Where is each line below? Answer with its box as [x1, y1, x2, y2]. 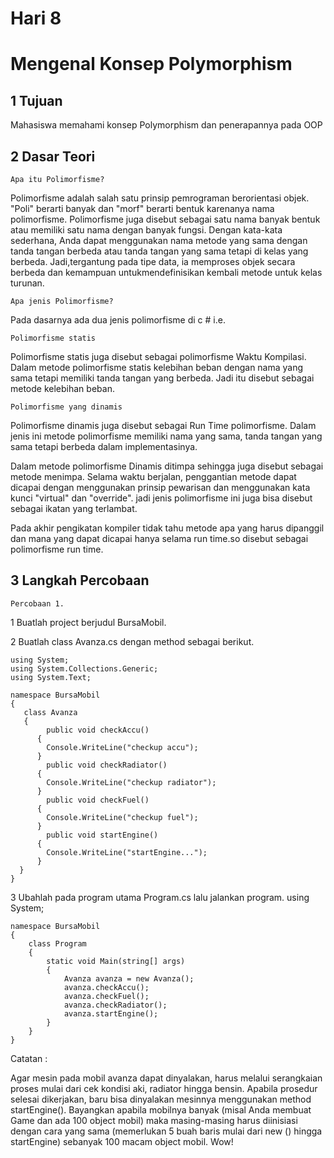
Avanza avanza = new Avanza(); [63, 973, 195, 984]
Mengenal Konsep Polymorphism [10, 53, 293, 76]
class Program [28, 938, 87, 949]
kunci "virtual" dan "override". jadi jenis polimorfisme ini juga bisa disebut [10, 492, 313, 504]
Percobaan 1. [10, 598, 65, 609]
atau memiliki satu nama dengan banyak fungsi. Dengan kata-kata [10, 224, 283, 236]
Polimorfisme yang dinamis [10, 402, 123, 412]
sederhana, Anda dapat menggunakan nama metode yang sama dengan [10, 235, 308, 246]
